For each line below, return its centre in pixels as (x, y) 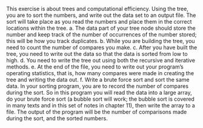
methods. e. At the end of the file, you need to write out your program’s (95, 67)
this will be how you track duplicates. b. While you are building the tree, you (101, 41)
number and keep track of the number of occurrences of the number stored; (101, 35)
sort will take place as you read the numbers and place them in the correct (99, 22)
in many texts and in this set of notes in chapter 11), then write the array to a (101, 105)
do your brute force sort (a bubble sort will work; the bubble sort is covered (101, 99)
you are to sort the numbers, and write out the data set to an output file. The (101, 15)
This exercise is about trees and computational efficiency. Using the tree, (98, 9)
